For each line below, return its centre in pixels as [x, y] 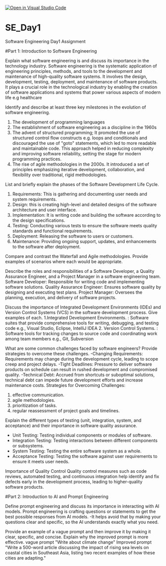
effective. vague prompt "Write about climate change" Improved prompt [79, 542]
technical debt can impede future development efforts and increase [74, 380]
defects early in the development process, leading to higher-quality [74, 482]
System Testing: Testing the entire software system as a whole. [77, 451]
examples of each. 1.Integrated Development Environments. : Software [77, 317]
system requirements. [34, 199]
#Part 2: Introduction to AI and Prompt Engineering [57, 497]
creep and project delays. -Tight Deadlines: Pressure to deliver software [79, 364]
